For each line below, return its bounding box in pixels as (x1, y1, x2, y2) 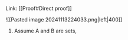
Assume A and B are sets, (14, 27, 77, 34)
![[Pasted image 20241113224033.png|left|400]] (5, 16, 123, 23)
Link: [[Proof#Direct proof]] (5, 5, 72, 12)
